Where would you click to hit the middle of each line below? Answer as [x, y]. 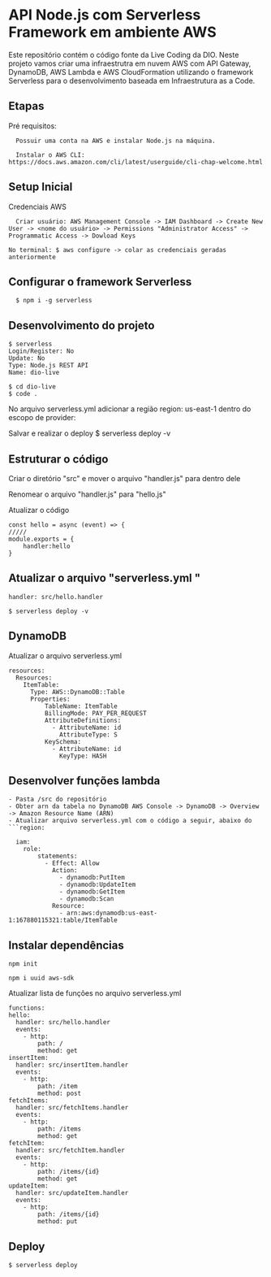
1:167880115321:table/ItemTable [63, 920]
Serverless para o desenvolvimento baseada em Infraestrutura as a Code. [132, 80]
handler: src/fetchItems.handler [72, 1108]
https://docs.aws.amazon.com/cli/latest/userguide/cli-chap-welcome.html [136, 162]
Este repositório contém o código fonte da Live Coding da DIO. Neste [124, 54]
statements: [58, 856]
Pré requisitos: [32, 126]
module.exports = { [41, 539]
